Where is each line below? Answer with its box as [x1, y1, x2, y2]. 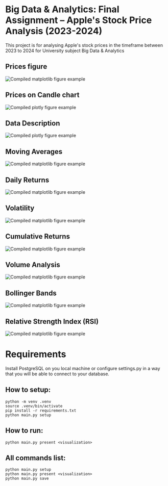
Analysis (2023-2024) [5, 25, 103, 37]
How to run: [5, 426, 43, 435]
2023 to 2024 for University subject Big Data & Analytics [5, 47, 125, 54]
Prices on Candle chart [5, 91, 80, 99]
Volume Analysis [5, 261, 60, 269]
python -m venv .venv [5, 399, 52, 404]
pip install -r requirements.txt [5, 408, 77, 413]
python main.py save [5, 476, 50, 481]
